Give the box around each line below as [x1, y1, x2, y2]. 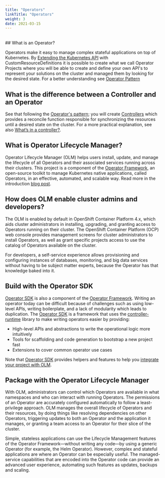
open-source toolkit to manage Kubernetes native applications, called [5, 170, 147, 176]
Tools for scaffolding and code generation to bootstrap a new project [12, 336, 153, 342]
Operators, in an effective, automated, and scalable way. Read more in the [5, 175, 156, 181]
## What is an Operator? [5, 40, 55, 46]
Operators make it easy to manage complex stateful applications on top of [5, 50, 156, 55]
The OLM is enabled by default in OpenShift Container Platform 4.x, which [5, 216, 156, 222]
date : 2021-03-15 [5, 21, 41, 26]
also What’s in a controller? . [5, 127, 61, 133]
